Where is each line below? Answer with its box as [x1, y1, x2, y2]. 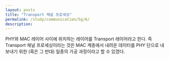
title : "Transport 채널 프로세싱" [5, 12, 72, 17]
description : [5, 21, 33, 27]
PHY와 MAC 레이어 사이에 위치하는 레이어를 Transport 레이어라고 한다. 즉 [5, 36, 152, 42]
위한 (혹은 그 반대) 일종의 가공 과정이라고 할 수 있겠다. [18, 48, 125, 54]
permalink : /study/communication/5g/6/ [5, 17, 90, 22]
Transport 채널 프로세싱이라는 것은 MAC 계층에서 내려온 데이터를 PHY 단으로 [5, 42, 159, 48]
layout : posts [5, 7, 36, 13]
